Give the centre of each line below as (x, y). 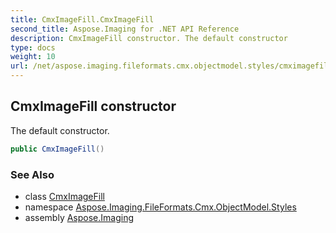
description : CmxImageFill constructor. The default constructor (149, 38)
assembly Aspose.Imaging (79, 217)
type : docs (33, 47)
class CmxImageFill (64, 196)
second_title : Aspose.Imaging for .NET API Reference (125, 29)
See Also (32, 174)
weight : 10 (33, 57)
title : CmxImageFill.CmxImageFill (82, 19)
